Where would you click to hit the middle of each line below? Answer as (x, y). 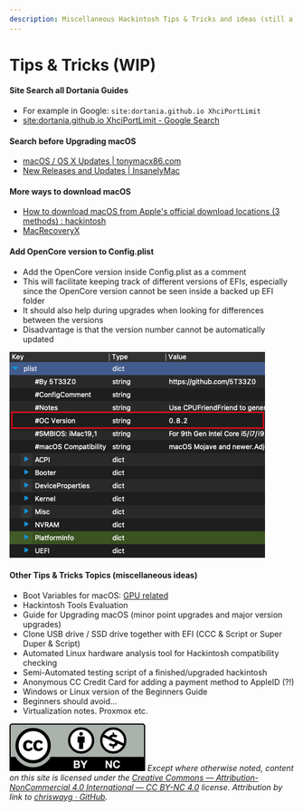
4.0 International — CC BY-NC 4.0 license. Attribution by (177, 787)
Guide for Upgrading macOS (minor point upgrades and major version (152, 615)
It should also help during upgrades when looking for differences (143, 310)
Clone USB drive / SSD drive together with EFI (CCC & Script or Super (152, 634)
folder (33, 301)
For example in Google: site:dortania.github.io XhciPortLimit (142, 111)
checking (40, 663)
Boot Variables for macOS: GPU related (95, 595)
